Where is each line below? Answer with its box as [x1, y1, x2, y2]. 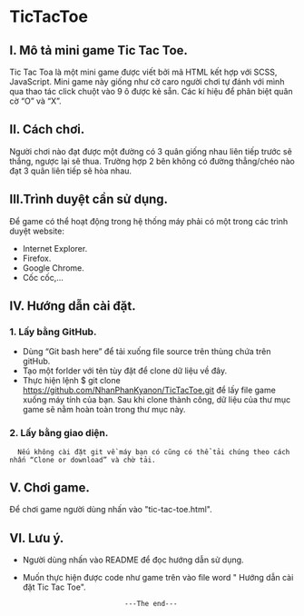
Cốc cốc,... [22, 272, 64, 283]
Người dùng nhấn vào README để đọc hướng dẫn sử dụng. [22, 554, 244, 565]
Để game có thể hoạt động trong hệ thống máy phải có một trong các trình [9, 215, 289, 226]
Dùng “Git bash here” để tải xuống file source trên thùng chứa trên [22, 346, 271, 357]
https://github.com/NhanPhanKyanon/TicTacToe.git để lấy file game [22, 384, 277, 396]
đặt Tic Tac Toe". [22, 581, 86, 592]
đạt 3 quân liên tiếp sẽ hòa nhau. [9, 165, 132, 176]
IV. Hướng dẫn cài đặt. [9, 298, 136, 314]
